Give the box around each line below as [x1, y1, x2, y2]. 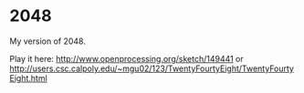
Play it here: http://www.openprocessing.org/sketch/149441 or [9, 53, 244, 64]
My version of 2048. [9, 36, 87, 46]
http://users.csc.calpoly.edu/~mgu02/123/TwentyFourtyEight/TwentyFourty [9, 63, 295, 74]
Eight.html [9, 72, 47, 83]
